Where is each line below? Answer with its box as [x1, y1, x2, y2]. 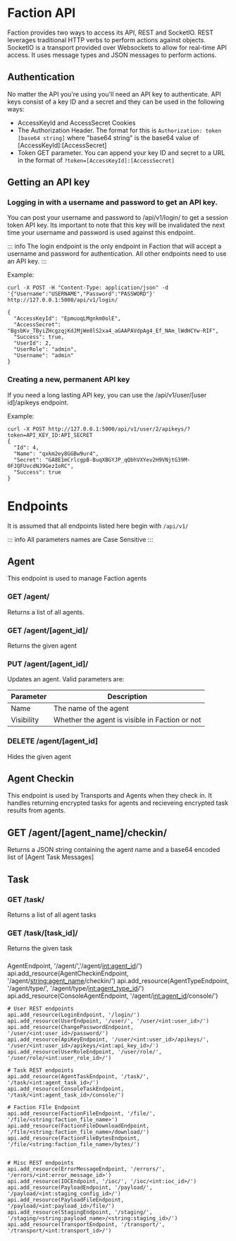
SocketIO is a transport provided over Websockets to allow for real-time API [7, 43, 228, 51]
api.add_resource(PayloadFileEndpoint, [7, 1197, 125, 1204]
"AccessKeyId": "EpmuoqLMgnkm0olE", [13, 315, 121, 322]
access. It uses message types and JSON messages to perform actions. [7, 51, 217, 59]
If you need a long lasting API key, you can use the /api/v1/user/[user [7, 390, 207, 399]
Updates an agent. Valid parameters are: [7, 675, 125, 684]
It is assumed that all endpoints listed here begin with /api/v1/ [7, 521, 189, 530]
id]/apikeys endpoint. [7, 398, 69, 407]
